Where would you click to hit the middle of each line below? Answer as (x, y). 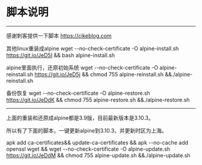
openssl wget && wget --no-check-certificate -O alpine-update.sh (88, 149)
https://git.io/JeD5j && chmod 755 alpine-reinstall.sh (99, 74)
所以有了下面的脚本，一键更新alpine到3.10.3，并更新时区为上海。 (87, 130)
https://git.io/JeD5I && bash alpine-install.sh (61, 55)
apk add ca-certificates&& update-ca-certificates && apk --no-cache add (97, 142)
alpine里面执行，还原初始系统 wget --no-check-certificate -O (82, 67)
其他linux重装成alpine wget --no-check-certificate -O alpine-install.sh (93, 48)
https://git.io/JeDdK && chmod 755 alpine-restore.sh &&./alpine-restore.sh (98, 100)
